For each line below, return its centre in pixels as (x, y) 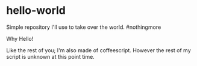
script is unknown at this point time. (50, 56)
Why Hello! (20, 38)
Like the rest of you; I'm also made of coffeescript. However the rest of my (98, 50)
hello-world (36, 10)
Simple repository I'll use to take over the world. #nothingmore (84, 27)
